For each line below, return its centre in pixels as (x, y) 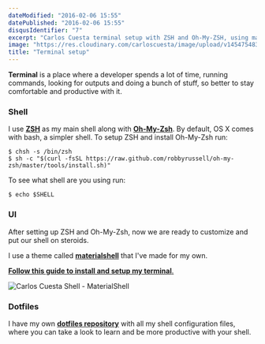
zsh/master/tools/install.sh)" (60, 166)
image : (19, 45)
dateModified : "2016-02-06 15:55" (65, 15)
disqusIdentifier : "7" (45, 30)
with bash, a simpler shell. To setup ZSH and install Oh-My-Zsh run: (118, 137)
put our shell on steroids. (49, 240)
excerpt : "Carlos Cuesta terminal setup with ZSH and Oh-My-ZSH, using (128, 37)
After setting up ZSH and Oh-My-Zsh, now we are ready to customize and (128, 232)
